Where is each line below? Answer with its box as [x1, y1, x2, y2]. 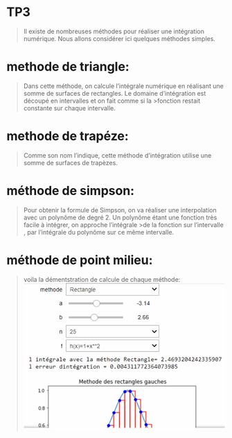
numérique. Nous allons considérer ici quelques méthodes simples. [23, 34, 216, 42]
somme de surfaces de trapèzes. [23, 158, 118, 167]
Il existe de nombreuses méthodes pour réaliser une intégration [23, 27, 205, 35]
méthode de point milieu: [6, 252, 153, 268]
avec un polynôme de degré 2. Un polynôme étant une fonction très [23, 213, 217, 221]
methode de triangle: [6, 59, 130, 75]
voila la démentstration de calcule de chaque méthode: [23, 275, 181, 283]
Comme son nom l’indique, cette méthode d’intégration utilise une [23, 151, 212, 160]
